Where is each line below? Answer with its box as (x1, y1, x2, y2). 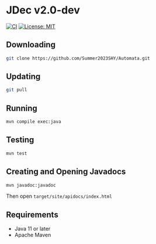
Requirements (6, 209, 58, 219)
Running (6, 103, 38, 113)
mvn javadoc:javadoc (6, 182, 57, 188)
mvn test (6, 150, 27, 156)
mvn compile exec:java (6, 119, 61, 125)
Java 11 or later (14, 225, 51, 232)
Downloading (6, 40, 56, 50)
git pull (6, 87, 27, 93)
